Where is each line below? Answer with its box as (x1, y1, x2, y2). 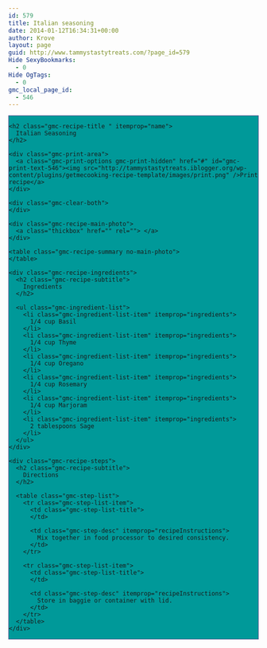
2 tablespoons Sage (29, 422, 95, 430)
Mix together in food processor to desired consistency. (37, 534, 230, 542)
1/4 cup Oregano (29, 359, 84, 367)
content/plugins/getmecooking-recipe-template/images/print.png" (9, 171, 230, 179)
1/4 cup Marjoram (29, 402, 87, 410)
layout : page (8, 41, 52, 49)
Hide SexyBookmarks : (8, 57, 77, 65)
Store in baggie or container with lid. (37, 597, 173, 605)
